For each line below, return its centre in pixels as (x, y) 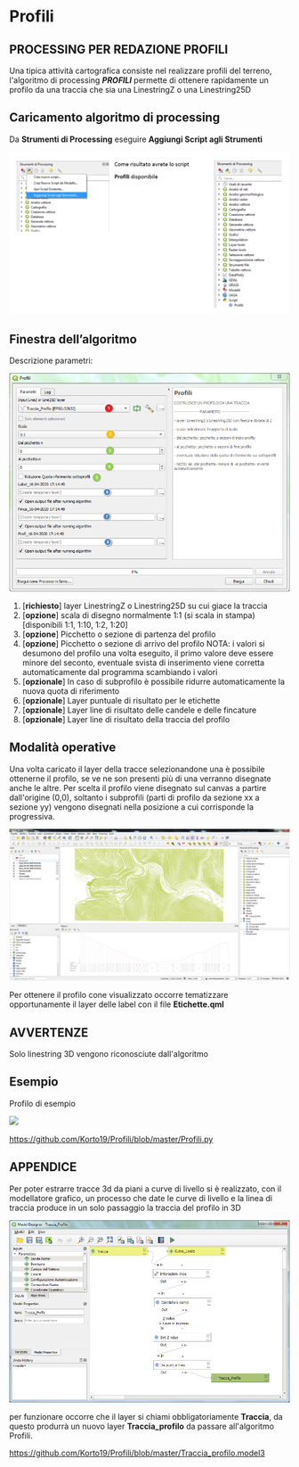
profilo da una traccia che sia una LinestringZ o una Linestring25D (130, 90)
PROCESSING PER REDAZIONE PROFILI (119, 49)
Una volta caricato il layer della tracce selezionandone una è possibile (137, 769)
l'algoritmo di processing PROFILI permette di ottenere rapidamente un (139, 80)
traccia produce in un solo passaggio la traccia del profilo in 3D (125, 1207)
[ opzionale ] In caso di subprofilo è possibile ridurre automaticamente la (154, 681)
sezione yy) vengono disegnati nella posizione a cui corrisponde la (132, 807)
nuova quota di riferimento (71, 691)
